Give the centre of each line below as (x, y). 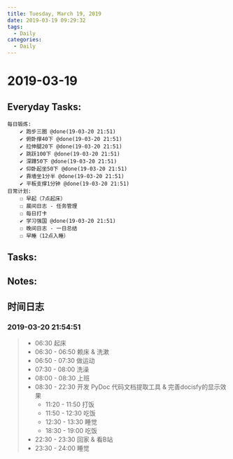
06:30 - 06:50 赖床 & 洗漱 (72, 352)
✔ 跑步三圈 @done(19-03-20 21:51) (68, 132)
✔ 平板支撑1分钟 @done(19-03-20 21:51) (75, 184)
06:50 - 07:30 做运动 (65, 361)
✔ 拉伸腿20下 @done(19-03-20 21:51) (71, 146)
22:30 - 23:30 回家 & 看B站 (74, 439)
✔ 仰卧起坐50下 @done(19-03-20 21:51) (74, 169)
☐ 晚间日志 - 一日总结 (49, 228)
